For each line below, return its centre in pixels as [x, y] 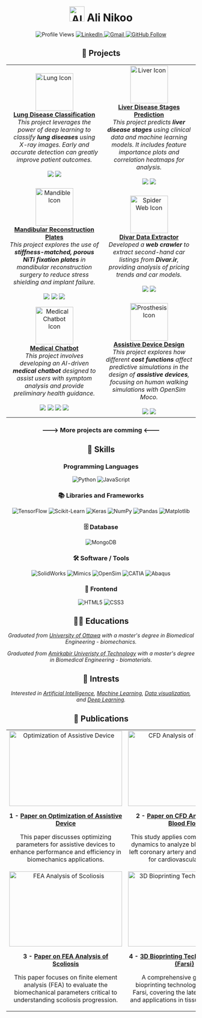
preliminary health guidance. [54, 393]
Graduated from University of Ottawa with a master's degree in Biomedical [101, 635]
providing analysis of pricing [149, 267]
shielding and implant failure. [54, 282]
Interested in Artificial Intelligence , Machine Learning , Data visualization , [101, 693]
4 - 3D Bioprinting [156, 956]
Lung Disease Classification [54, 114]
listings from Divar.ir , [149, 260]
